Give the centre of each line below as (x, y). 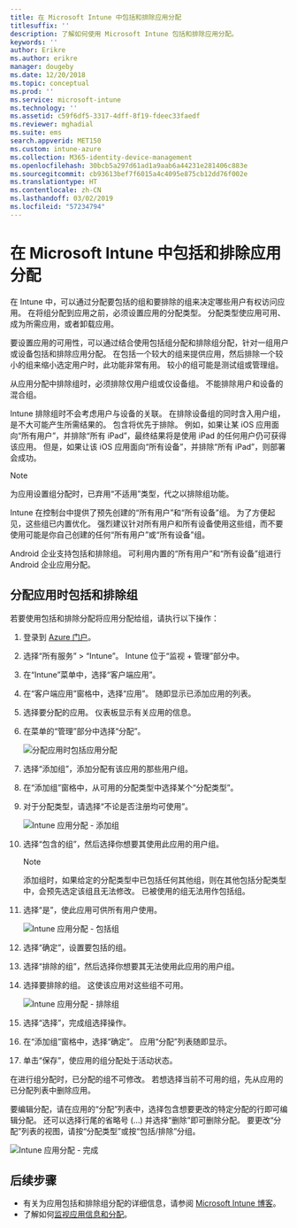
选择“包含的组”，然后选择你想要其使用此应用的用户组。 (123, 844)
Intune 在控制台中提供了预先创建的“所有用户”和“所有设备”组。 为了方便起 (143, 512)
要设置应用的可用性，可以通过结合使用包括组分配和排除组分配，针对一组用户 (149, 343)
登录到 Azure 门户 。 (59, 637)
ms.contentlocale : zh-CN (56, 190)
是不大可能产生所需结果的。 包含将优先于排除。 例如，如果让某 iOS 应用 (141, 424)
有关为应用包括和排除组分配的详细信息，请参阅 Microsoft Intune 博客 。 (152, 1203)
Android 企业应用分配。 (53, 564)
